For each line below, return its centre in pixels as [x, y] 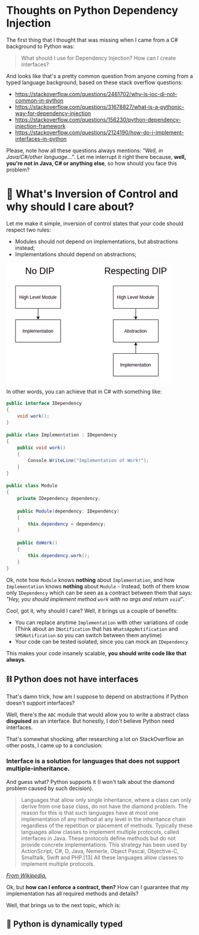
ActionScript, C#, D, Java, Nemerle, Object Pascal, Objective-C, [100, 851]
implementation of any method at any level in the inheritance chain [103, 819]
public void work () [41, 448]
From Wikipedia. [26, 875]
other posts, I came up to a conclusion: [55, 745]
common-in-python [39, 100]
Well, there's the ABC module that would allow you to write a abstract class [98, 715]
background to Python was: [41, 46]
